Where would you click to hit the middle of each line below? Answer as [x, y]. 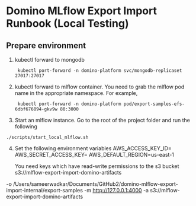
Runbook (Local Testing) [68, 23]
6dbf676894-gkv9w [36, 109]
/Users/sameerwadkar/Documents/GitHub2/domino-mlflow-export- [96, 184]
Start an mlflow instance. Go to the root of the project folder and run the [102, 120]
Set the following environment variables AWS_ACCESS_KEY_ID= [93, 148]
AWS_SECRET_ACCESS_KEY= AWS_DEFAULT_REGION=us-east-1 [94, 155]
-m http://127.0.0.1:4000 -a [116, 190]
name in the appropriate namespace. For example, [76, 93]
